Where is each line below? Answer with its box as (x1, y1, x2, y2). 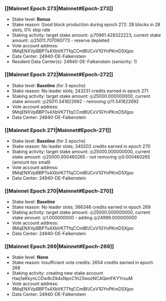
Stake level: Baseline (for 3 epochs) (11, 82, 86, 88)
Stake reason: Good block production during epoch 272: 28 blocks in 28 (11, 21, 161, 27)
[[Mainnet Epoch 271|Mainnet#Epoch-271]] (4, 127, 111, 134)
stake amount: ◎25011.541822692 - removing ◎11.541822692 (11, 98, 139, 104)
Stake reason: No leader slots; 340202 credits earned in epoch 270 (11, 143, 151, 149)
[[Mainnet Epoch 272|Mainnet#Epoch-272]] (4, 71, 113, 78)
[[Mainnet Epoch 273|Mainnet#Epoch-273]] (4, 5, 113, 12)
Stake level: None (11, 254, 48, 260)
